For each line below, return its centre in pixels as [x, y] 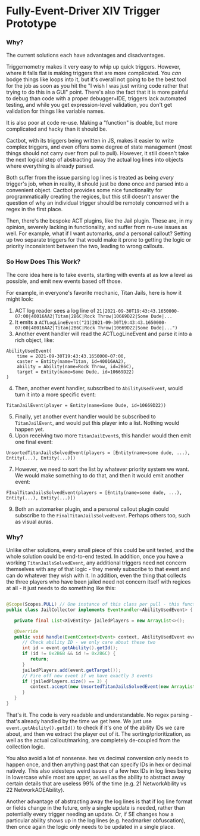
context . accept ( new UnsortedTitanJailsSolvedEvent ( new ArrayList [113, 687]
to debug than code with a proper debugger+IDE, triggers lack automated [96, 98]
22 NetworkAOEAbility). [35, 789]
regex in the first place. [35, 209]
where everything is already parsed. [50, 166]
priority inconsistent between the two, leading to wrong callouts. [85, 246]
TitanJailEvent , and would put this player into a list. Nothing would [97, 422]
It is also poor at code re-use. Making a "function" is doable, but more [92, 123]
